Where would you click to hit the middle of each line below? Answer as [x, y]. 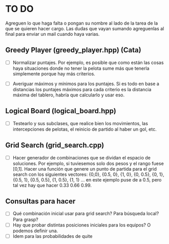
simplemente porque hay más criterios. [54, 74]
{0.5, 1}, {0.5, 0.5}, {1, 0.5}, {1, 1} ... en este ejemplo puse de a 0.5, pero [87, 179]
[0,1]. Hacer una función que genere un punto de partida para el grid [85, 169]
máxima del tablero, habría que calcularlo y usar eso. [69, 95]
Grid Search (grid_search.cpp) [55, 145]
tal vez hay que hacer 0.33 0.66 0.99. [52, 185]
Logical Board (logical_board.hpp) [61, 111]
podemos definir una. [35, 231]
